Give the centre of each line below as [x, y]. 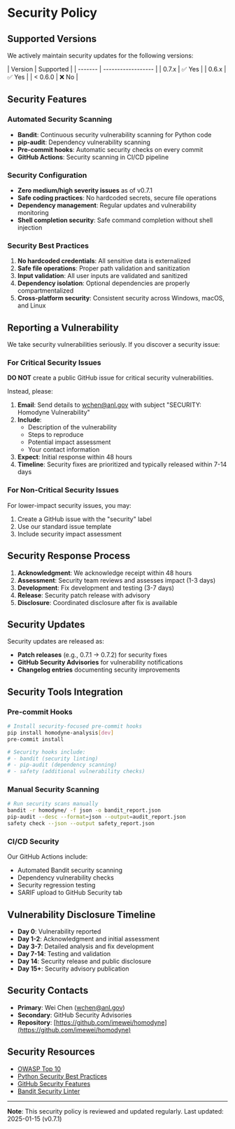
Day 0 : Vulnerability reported [59, 931]
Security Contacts [48, 991]
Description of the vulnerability [72, 427]
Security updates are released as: [56, 642]
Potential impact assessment [69, 442]
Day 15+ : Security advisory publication [73, 969]
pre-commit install [36, 739]
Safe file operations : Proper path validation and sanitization [104, 268]
